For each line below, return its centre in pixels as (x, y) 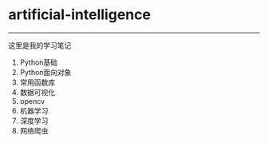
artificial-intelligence (80, 15)
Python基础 (39, 62)
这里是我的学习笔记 (40, 45)
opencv (32, 101)
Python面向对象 (45, 72)
